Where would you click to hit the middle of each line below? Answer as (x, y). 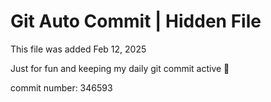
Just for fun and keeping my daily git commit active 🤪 (120, 68)
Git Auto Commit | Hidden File (136, 21)
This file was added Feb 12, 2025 (78, 49)
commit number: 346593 (61, 87)
